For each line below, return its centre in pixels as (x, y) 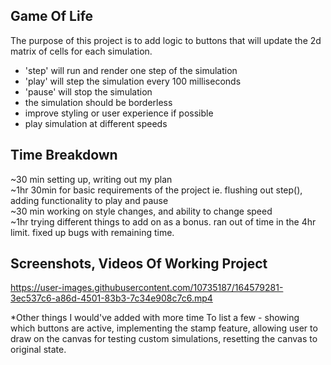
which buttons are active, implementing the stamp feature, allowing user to (164, 328)
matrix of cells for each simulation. (81, 51)
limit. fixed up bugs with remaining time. (92, 232)
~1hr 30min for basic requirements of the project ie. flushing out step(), (156, 190)
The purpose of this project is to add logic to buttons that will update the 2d (166, 40)
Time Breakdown (64, 155)
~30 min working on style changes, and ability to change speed (141, 211)
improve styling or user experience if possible (119, 113)
